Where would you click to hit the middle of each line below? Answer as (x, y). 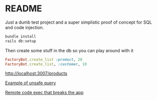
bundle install (21, 36)
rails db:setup (21, 41)
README (24, 9)
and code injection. (25, 27)
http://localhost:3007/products (36, 73)
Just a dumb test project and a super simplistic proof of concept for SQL (78, 22)
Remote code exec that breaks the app (44, 93)
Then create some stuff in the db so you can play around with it (69, 50)
